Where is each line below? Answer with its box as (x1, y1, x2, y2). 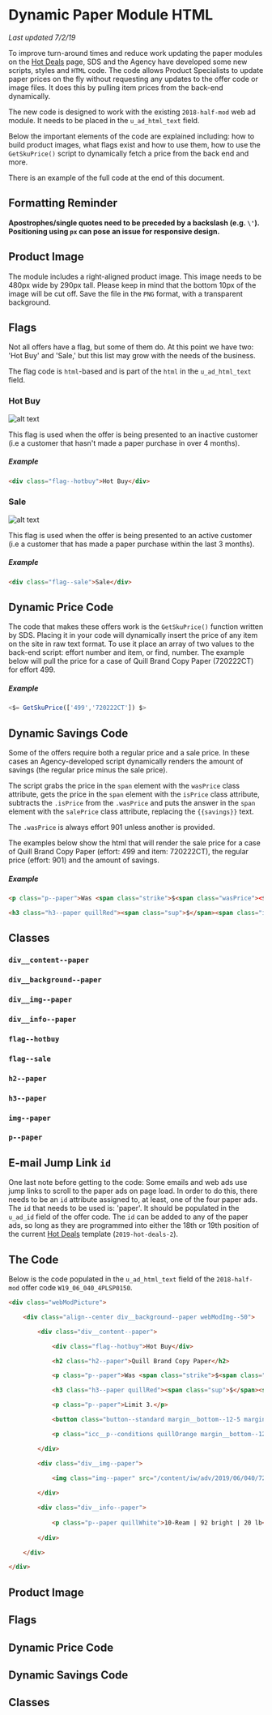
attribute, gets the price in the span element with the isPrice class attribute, (8, 789, 261, 799)
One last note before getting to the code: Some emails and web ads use (8, 1178, 248, 1187)
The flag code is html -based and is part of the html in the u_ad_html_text (8, 366, 252, 376)
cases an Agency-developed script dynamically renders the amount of (8, 756, 244, 767)
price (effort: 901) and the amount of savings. (8, 855, 159, 865)
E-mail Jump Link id (8, 1156, 112, 1170)
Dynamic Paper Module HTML (8, 6, 214, 24)
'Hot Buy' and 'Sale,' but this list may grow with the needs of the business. (8, 351, 257, 361)
